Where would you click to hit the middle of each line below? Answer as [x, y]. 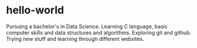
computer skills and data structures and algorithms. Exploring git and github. [99, 32]
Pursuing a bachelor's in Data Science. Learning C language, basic [87, 26]
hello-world [35, 10]
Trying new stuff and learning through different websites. [75, 39]
